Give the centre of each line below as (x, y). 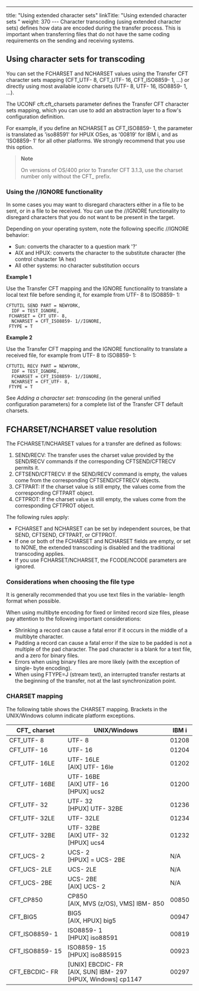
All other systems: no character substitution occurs (77, 265)
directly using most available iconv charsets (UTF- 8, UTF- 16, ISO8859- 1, (97, 86)
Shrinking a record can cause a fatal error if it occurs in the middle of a (101, 631)
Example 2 (19, 338)
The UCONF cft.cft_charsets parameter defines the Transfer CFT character (97, 104)
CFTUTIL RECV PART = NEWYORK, (44, 366)
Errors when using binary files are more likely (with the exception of (97, 662)
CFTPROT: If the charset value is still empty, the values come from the (100, 499)
